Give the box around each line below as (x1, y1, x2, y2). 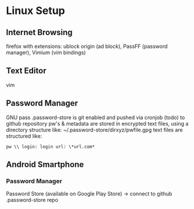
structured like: (6, 133, 43, 140)
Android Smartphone (6, 159, 84, 170)
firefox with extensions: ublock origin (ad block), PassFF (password (6, 43, 168, 50)
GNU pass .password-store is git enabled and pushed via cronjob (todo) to (6, 114, 185, 121)
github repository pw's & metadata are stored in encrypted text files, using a (6, 120, 189, 127)
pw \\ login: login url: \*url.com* (6, 144, 95, 149)
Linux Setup (6, 4, 65, 18)
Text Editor (6, 66, 47, 76)
